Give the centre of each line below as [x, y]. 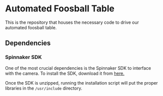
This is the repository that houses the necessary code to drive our [72, 22]
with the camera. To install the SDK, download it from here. [65, 73]
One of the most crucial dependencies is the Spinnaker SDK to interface [78, 68]
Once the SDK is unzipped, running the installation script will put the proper [81, 83]
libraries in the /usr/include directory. [44, 88]
